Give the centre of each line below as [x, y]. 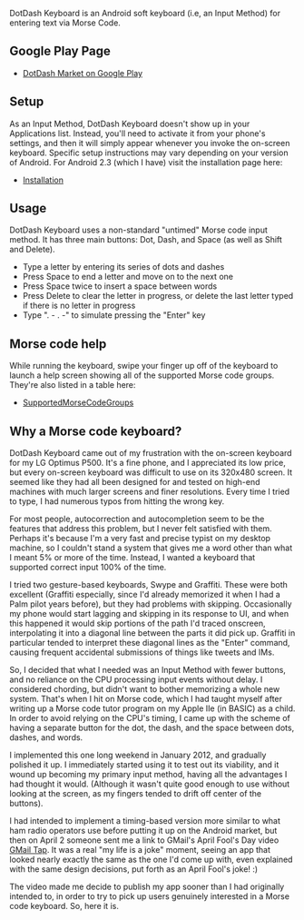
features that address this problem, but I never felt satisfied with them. [141, 529]
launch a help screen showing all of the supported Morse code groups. [142, 375]
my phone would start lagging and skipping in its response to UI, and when [149, 614]
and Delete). [33, 250]
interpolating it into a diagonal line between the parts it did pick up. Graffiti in [152, 633]
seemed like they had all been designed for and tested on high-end [135, 482]
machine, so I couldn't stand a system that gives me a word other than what [151, 548]
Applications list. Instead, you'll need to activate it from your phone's [137, 133]
